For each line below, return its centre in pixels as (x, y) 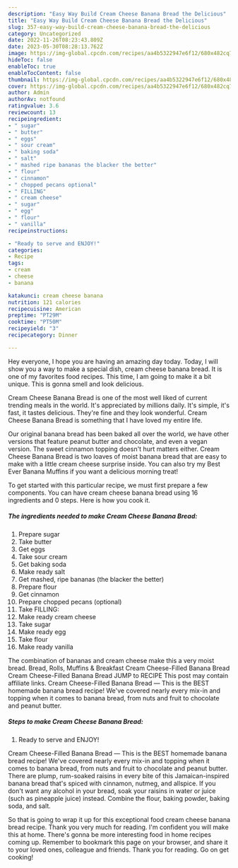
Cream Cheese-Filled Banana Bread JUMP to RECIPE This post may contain (118, 675)
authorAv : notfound (37, 100)
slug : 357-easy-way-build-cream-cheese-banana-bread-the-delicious (109, 27)
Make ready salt (42, 571)
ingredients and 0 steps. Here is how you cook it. (79, 500)
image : (18, 54)
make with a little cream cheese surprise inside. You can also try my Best (114, 464)
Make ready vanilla (46, 647)
